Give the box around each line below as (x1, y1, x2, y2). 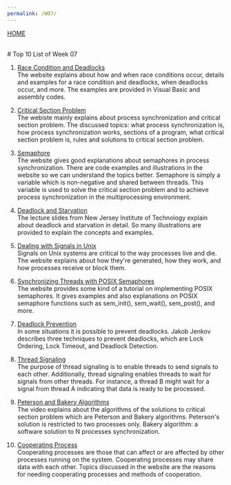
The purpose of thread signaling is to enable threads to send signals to (17, 362, 219, 370)
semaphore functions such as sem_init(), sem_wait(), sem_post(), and (17, 298, 215, 307)
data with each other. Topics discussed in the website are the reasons (17, 462, 216, 470)
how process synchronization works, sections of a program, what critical (17, 128, 224, 136)
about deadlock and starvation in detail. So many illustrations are (17, 220, 201, 229)
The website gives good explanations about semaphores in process (17, 156, 210, 164)
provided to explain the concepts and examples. (17, 228, 154, 236)
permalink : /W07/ (7, 10, 57, 17)
